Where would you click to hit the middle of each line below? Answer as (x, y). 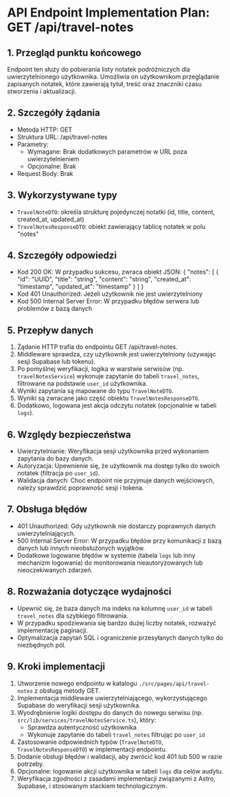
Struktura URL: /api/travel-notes (62, 137)
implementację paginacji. (52, 630)
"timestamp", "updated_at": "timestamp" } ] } (80, 287)
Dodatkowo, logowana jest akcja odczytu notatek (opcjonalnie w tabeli (117, 405)
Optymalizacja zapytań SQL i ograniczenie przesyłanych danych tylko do (120, 637)
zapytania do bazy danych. (55, 458)
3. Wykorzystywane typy (62, 195)
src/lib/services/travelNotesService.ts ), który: (87, 720)
